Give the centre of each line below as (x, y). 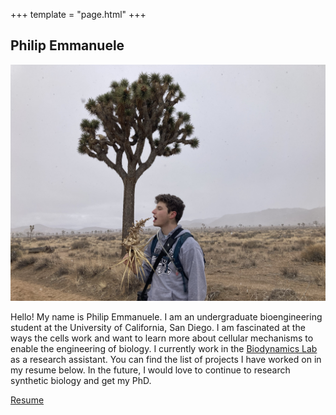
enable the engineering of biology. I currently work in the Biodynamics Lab (164, 348)
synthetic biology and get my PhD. (81, 380)
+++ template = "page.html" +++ (78, 14)
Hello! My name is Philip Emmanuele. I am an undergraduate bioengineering (166, 316)
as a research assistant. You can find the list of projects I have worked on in (166, 359)
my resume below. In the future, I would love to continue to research (150, 370)
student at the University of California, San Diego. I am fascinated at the (158, 327)
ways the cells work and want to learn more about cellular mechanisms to (162, 338)
